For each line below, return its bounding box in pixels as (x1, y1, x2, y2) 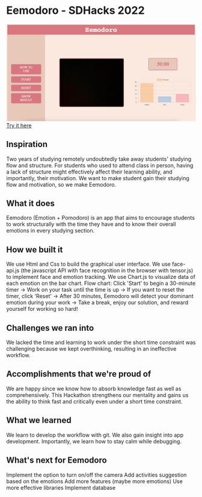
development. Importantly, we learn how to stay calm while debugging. (6, 437, 182, 445)
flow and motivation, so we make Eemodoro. (6, 181, 116, 188)
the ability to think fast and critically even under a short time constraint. (6, 398, 183, 405)
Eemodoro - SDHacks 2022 (6, 4, 145, 17)
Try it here (6, 122, 32, 129)
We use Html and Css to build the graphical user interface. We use (6, 260, 171, 268)
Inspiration (6, 139, 48, 149)
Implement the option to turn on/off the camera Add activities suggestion (6, 471, 187, 478)
